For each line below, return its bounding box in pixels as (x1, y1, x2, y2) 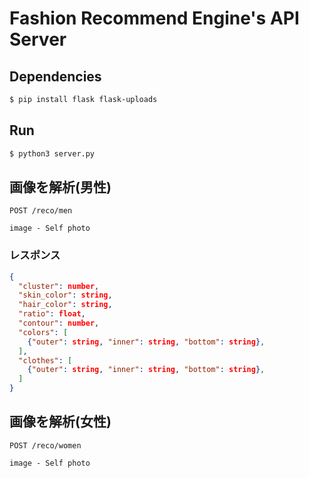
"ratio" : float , (18, 309, 86, 319)
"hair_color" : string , (18, 300, 113, 310)
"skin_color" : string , (18, 290, 113, 301)
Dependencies (9, 68, 102, 85)
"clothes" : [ (18, 355, 73, 366)
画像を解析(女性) (9, 413, 112, 431)
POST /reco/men (9, 206, 73, 216)
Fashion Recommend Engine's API (9, 7, 300, 30)
